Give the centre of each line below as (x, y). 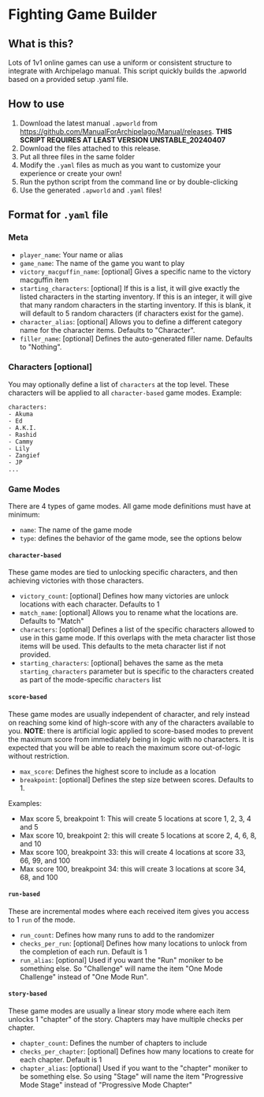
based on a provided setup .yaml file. (68, 79)
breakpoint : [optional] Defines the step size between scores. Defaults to (136, 779)
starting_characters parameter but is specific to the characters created (137, 671)
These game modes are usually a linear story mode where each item (119, 1010)
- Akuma (21, 414)
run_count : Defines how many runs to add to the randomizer (117, 935)
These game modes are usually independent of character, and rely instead (129, 714)
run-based (24, 894)
